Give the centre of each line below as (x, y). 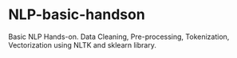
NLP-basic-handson (77, 15)
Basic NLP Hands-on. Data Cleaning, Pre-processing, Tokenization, (119, 37)
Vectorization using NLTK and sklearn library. (83, 44)
